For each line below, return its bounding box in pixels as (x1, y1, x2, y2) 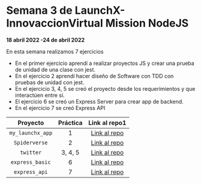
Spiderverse (14, 139, 48, 146)
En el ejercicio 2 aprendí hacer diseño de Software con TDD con (14, 72, 174, 79)
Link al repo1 (88, 118, 127, 127)
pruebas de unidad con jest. (14, 79, 85, 86)
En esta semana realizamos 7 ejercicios (6, 48, 104, 55)
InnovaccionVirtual (6, 16, 103, 30)
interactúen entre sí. (14, 91, 65, 99)
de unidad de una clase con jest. (14, 66, 96, 73)
